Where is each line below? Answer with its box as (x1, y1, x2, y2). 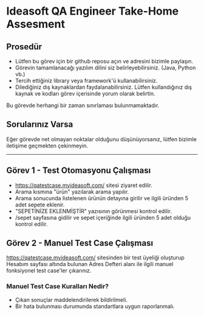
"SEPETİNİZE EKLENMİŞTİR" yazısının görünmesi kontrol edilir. (15, 207, 172, 214)
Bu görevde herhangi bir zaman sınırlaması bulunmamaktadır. (6, 102, 160, 109)
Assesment (6, 17, 66, 31)
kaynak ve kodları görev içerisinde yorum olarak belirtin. (15, 90, 155, 97)
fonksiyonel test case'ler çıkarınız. (6, 267, 92, 275)
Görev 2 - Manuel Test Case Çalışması (6, 238, 154, 248)
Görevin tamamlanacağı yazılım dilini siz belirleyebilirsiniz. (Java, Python (15, 64, 196, 71)
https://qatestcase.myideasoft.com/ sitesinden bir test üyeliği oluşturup (6, 254, 185, 261)
